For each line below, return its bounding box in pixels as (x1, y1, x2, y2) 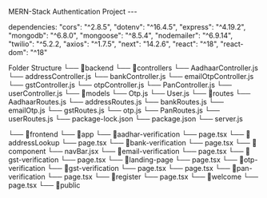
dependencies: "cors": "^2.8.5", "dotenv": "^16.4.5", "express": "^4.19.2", (8, 22, 246, 31)
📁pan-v (231, 164, 253, 172)
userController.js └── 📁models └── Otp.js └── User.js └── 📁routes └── (8, 89, 251, 98)
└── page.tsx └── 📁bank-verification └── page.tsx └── (61, 138, 250, 147)
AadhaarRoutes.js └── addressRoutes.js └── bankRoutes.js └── (8, 97, 224, 106)
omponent (8, 147, 46, 156)
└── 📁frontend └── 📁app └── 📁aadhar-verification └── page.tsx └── (8, 129, 245, 139)
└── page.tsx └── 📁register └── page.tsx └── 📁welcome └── (46, 172, 259, 181)
